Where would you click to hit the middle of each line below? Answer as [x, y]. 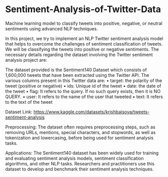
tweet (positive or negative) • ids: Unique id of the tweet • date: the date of [83, 86]
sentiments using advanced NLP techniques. [52, 28]
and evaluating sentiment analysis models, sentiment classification [74, 158]
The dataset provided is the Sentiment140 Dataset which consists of [76, 70]
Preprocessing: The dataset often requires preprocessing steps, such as [80, 127]
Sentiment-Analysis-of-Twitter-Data [83, 9]
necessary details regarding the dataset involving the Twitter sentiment [79, 55]
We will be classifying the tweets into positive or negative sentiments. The [82, 49]
